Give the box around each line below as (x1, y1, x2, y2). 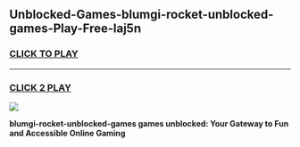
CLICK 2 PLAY (9, 81, 71, 94)
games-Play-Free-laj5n (9, 21, 141, 37)
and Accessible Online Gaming (9, 127, 126, 138)
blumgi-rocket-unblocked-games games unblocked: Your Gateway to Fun (9, 118, 289, 128)
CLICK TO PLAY (9, 48, 79, 61)
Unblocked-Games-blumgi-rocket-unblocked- (9, 7, 274, 22)
